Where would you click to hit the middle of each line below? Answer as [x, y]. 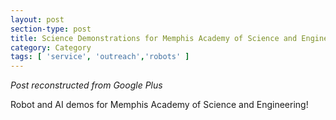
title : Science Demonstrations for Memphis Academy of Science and [154, 38]
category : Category [51, 47]
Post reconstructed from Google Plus [86, 85]
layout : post [37, 19]
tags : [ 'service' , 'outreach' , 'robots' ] [100, 57]
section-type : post [51, 29]
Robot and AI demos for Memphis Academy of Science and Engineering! [159, 105]
